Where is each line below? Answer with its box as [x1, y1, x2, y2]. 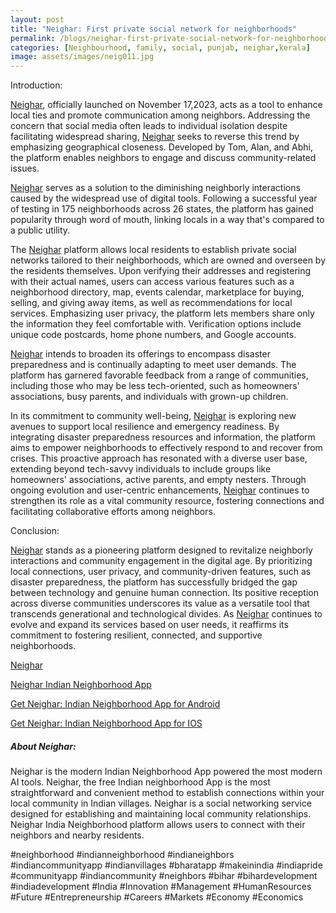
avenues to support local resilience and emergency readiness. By [10, 421, 280, 433]
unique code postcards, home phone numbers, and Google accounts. [10, 329, 297, 341]
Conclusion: [10, 525, 60, 537]
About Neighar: [10, 740, 77, 752]
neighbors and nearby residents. [10, 829, 145, 841]
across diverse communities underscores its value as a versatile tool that [10, 597, 310, 610]
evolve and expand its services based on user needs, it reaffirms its [10, 619, 289, 631]
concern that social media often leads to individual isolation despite [10, 120, 288, 132]
